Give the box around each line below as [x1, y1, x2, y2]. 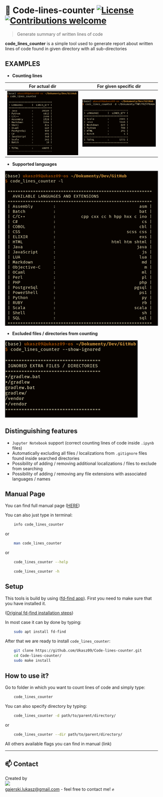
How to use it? [5, 671, 49, 680]
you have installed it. [5, 600, 46, 606]
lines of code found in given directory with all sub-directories [5, 46, 127, 51]
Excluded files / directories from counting [12, 330, 98, 336]
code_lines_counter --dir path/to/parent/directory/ [14, 732, 123, 737]
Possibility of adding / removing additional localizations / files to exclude [12, 461, 157, 466]
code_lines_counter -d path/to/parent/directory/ [14, 713, 116, 718]
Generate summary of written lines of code [16, 31, 103, 37]
